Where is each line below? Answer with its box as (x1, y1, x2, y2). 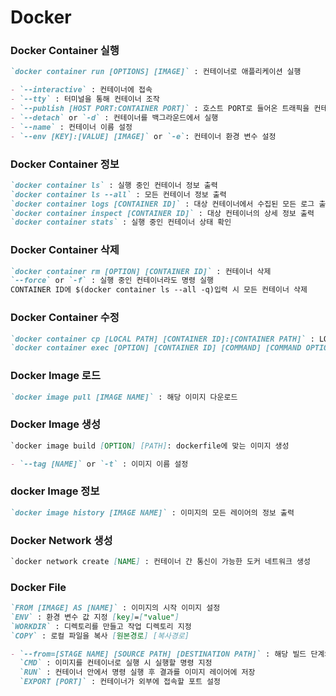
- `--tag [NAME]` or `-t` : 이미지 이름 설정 (10, 459, 189, 469)
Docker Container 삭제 (10, 243, 120, 257)
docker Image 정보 (10, 484, 100, 498)
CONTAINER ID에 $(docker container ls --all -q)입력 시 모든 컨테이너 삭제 (10, 285, 308, 295)
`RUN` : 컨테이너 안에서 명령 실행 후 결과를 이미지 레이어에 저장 (19, 667, 256, 678)
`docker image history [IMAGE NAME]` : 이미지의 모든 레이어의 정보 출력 (10, 507, 295, 518)
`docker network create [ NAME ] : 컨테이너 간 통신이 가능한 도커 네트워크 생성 (10, 556, 311, 566)
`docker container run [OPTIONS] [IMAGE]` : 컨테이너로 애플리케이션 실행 (10, 67, 302, 77)
